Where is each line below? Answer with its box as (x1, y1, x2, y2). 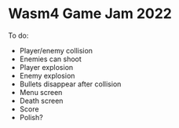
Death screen (19, 96, 64, 105)
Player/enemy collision (19, 46, 93, 55)
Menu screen (19, 87, 63, 97)
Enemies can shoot (19, 54, 82, 64)
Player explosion (19, 62, 74, 71)
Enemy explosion (19, 71, 75, 80)
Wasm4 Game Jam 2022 (8, 5, 173, 23)
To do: (8, 31, 29, 40)
